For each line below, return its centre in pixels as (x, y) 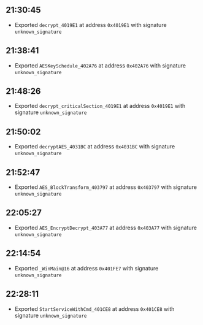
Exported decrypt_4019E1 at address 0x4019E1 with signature (90, 25)
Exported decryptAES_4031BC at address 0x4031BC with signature (95, 147)
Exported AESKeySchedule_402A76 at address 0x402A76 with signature (100, 65)
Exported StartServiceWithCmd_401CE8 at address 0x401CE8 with (94, 308)
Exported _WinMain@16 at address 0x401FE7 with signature (86, 268)
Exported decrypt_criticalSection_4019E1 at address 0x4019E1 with (100, 106)
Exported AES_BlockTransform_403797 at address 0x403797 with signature (106, 187)
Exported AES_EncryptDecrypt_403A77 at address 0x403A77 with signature (106, 227)
